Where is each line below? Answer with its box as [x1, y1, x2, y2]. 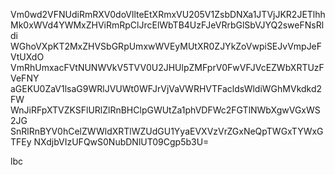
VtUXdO [10, 51, 45, 63]
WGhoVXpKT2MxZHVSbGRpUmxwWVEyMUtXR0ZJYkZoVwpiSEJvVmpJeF [10, 40, 323, 52]
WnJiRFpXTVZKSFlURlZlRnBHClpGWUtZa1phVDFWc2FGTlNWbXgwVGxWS [10, 104, 321, 116]
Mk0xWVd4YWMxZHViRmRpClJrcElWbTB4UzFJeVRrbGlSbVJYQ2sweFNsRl [10, 19, 325, 31]
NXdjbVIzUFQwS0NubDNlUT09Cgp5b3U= [33, 136, 210, 148]
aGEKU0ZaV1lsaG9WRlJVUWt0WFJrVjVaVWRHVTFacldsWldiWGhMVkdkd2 [10, 83, 323, 94]
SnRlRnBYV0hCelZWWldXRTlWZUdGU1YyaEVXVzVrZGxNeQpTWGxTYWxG [10, 125, 324, 137]
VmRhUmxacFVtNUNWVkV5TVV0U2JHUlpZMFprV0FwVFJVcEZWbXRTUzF [10, 62, 325, 73]
